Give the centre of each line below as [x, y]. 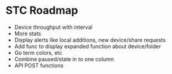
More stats [28, 33]
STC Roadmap [42, 11]
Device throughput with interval [53, 27]
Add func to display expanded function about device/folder [88, 46]
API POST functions [39, 65]
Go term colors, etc [38, 52]
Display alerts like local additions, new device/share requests [90, 40]
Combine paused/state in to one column [64, 59]
